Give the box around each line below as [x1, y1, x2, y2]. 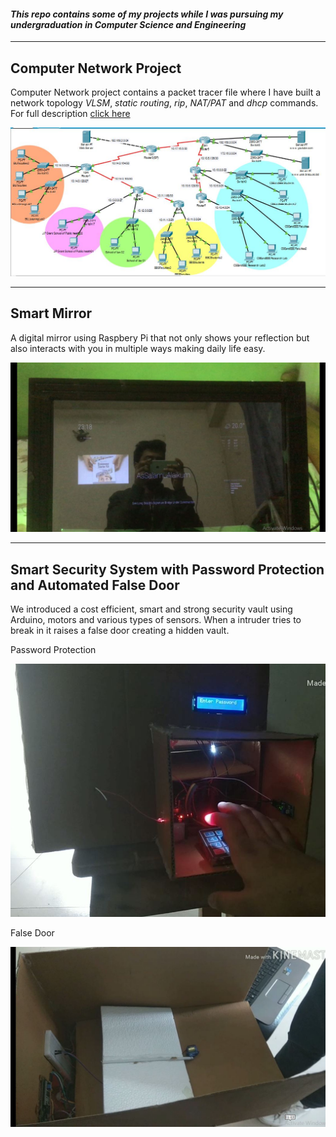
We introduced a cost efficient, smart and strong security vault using [10, 603, 293, 615]
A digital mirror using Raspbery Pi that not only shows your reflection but [10, 331, 310, 344]
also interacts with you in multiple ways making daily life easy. [10, 342, 266, 354]
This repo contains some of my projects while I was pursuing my [10, 8, 284, 20]
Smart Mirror [10, 305, 93, 322]
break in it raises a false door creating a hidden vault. [10, 625, 230, 637]
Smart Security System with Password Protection [10, 561, 325, 578]
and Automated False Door [10, 576, 180, 594]
